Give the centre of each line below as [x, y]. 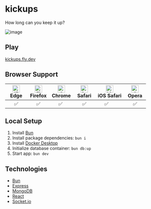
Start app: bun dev [30, 154]
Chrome [61, 95]
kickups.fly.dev [20, 59]
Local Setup [24, 121]
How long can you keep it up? [35, 22]
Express [20, 186]
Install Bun [23, 133]
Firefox [38, 95]
